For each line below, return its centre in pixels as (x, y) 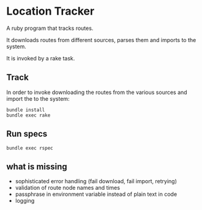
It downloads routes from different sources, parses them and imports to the (101, 40)
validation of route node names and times (68, 188)
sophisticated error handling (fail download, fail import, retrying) (96, 181)
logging (25, 201)
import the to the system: (38, 98)
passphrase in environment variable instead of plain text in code (96, 194)
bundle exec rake (28, 115)
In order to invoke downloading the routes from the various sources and (97, 92)
